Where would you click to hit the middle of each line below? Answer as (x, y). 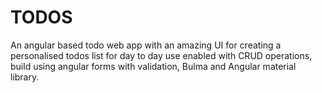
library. (25, 77)
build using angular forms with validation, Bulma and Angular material (153, 66)
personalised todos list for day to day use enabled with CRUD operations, (161, 55)
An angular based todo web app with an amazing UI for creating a (146, 45)
